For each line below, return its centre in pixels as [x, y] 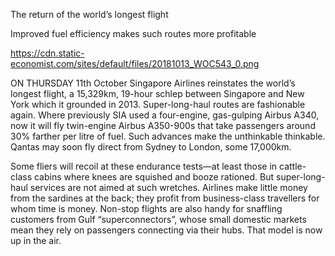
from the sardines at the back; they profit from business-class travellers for [165, 198]
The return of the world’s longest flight [89, 14]
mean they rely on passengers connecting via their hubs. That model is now [166, 230]
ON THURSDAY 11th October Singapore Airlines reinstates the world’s [153, 83]
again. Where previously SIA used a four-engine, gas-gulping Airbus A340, [165, 115]
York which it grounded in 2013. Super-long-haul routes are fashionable [158, 104]
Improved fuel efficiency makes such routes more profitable [133, 33]
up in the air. [36, 240]
